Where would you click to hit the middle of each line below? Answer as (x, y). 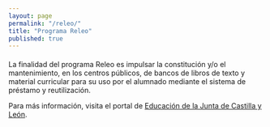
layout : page (30, 16)
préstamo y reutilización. (49, 91)
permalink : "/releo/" (45, 23)
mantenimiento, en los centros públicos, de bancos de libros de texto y (127, 73)
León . (18, 115)
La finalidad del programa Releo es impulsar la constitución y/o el (117, 65)
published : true (36, 38)
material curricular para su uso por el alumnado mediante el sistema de (127, 82)
